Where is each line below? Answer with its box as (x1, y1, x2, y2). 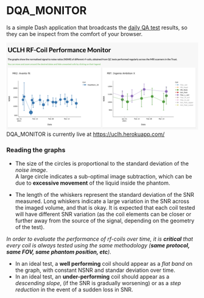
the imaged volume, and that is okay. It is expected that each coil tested (15, 204, 195, 211)
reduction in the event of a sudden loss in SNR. (15, 286, 133, 293)
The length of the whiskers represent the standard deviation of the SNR (15, 191, 195, 198)
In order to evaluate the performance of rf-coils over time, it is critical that (6, 235, 194, 243)
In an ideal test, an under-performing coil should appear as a (15, 272, 169, 280)
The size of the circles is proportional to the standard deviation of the (15, 160, 189, 167)
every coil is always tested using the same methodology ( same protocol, (6, 241, 190, 249)
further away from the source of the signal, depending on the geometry (15, 217, 195, 224)
